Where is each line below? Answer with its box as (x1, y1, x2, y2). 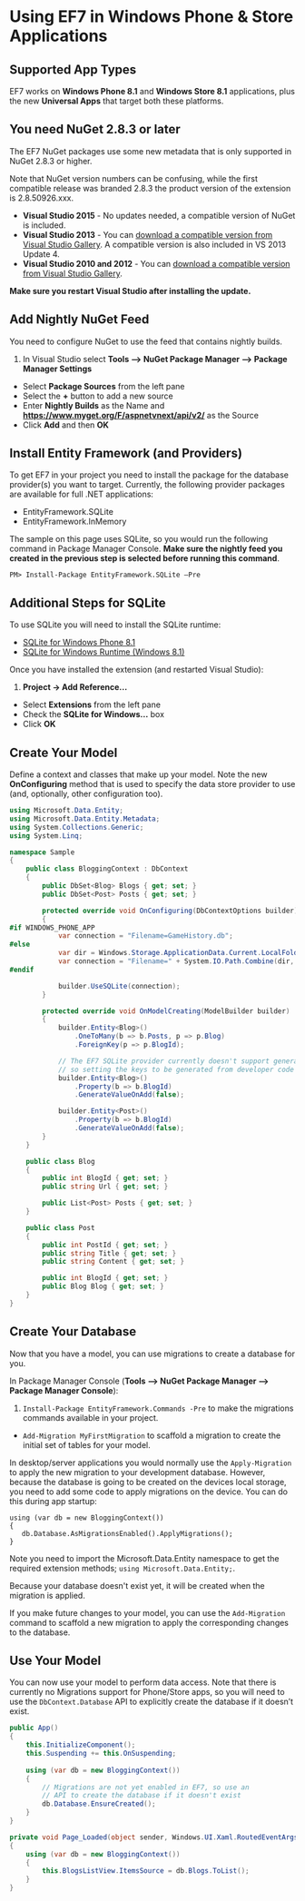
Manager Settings (22, 363, 93, 374)
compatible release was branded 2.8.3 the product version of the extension (9, 182, 291, 193)
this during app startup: (9, 1495, 97, 1506)
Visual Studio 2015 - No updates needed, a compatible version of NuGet (22, 210, 296, 221)
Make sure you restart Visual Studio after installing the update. (9, 285, 251, 296)
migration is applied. (9, 1590, 86, 1601)
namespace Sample (9, 847, 75, 857)
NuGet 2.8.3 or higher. (9, 155, 93, 166)
